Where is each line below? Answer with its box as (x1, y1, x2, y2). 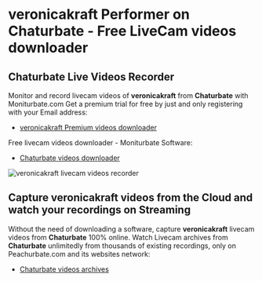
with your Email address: (8, 108, 88, 117)
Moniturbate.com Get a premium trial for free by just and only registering (8, 100, 243, 108)
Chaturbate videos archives (19, 265, 110, 274)
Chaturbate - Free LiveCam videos (8, 22, 237, 40)
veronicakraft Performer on (8, 5, 191, 24)
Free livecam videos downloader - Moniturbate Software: (8, 138, 193, 147)
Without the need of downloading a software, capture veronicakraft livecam (8, 224, 255, 233)
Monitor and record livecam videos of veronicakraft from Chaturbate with (8, 91, 249, 100)
